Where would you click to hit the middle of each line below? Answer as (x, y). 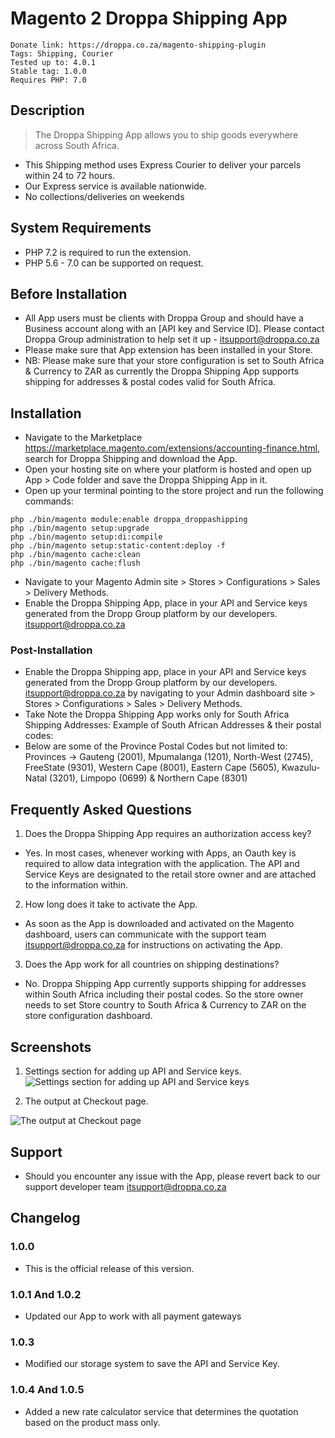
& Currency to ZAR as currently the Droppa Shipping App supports (162, 371)
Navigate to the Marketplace (83, 438)
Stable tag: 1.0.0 (48, 71)
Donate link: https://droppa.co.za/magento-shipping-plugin (138, 45)
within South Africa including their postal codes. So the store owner (164, 994)
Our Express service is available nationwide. (116, 186)
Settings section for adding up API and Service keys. (133, 1071)
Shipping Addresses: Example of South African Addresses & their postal (173, 725)
